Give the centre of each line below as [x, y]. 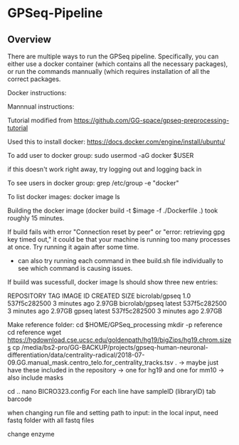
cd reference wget [34, 332]
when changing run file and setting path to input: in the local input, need [113, 413]
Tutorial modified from [40, 120]
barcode [20, 399]
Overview [30, 39]
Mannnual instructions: [41, 107]
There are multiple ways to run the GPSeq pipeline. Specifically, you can [113, 56]
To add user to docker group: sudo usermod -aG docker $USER [101, 155]
